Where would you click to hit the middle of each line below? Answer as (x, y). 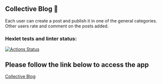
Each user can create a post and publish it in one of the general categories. (81, 21)
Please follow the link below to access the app (77, 65)
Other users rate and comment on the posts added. (57, 26)
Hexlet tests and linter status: (41, 39)
